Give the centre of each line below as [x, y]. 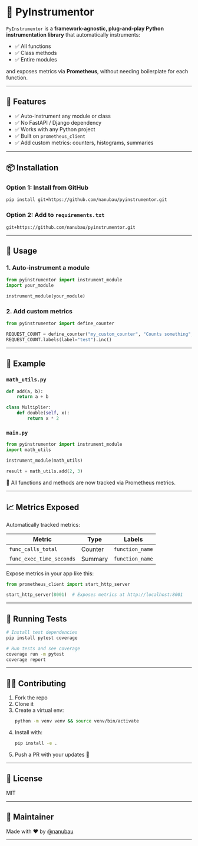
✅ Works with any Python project [55, 129]
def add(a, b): [25, 391]
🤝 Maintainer [30, 817]
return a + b [33, 397]
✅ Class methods [36, 53]
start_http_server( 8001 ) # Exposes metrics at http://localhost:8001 [95, 595]
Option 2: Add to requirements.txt [55, 215]
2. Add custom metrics [39, 311]
